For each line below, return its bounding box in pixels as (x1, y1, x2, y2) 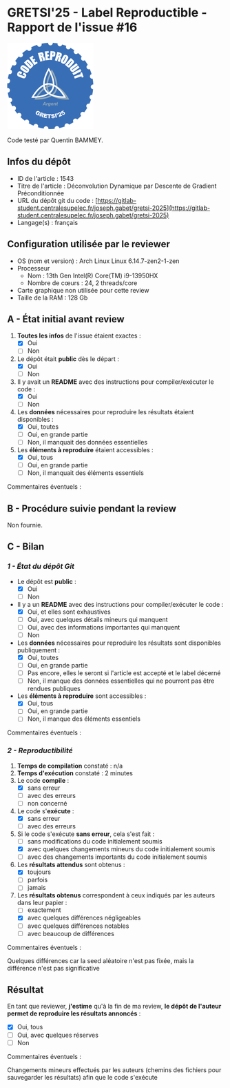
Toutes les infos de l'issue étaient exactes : (17, 331, 141, 340)
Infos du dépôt (7, 156, 71, 168)
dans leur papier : (17, 899, 67, 907)
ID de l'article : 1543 (17, 174, 74, 182)
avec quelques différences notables (27, 922, 129, 930)
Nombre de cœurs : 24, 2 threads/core (27, 278, 138, 287)
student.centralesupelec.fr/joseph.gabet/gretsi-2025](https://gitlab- (17, 204, 211, 212)
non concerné (27, 799, 67, 807)
